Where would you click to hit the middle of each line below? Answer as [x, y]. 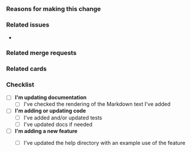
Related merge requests [42, 53]
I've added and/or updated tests [63, 118]
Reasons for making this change [54, 9]
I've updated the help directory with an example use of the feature [104, 143]
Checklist [20, 85]
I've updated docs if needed [58, 124]
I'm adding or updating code [50, 111]
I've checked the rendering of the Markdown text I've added [97, 104]
